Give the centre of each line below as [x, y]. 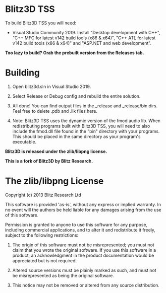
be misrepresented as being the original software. [63, 275]
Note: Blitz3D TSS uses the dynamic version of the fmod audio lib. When [86, 121]
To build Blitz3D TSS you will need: [41, 23]
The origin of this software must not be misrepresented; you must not [83, 245]
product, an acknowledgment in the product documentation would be [83, 255]
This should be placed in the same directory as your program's [76, 136]
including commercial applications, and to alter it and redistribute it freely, [80, 230]
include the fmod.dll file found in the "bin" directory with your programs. [86, 131]
